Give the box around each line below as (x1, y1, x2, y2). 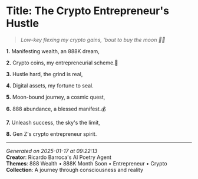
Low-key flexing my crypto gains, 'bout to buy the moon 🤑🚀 (20, 36, 166, 43)
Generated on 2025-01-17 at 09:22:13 (6, 147, 98, 154)
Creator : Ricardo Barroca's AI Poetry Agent (6, 154, 112, 161)
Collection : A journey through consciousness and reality (6, 166, 143, 173)
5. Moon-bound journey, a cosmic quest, (6, 93, 105, 100)
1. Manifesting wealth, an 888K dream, (6, 47, 100, 54)
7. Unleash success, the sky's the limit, (6, 119, 100, 126)
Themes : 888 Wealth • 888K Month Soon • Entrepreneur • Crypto (6, 160, 167, 167)
